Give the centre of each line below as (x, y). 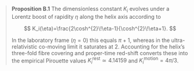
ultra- (178, 40)
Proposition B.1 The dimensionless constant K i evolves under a (90, 10)
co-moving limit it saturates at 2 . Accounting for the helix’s (112, 46)
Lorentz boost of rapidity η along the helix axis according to (86, 16)
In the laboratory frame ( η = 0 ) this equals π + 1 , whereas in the (91, 40)
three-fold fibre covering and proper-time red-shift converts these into (100, 53)
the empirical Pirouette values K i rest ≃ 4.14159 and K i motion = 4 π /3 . (95, 61)
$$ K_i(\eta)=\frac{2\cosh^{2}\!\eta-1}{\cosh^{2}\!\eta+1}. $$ (100, 28)
